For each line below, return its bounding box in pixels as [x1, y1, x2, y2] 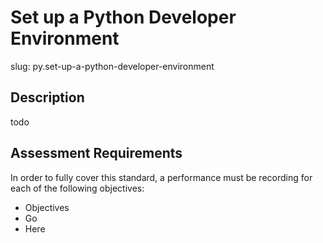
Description [10, 89, 85, 106]
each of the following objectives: [10, 182, 145, 194]
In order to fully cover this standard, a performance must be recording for [10, 171, 313, 183]
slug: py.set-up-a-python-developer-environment [10, 60, 215, 72]
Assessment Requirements [10, 145, 183, 162]
